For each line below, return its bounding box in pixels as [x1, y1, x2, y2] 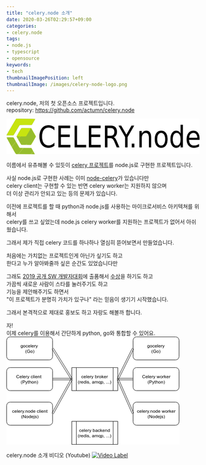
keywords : [6, 61, 32, 68]
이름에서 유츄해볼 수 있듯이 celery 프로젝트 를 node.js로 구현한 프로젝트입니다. [6, 161, 193, 168]
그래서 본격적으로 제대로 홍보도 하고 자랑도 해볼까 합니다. [6, 308, 142, 316]
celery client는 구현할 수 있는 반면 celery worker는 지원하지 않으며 [6, 182, 167, 189]
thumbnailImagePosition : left [6, 74, 84, 81]
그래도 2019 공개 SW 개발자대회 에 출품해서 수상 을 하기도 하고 [6, 272, 153, 279]
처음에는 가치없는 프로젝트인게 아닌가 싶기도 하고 [6, 252, 123, 259]
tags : [6, 36, 20, 42]
